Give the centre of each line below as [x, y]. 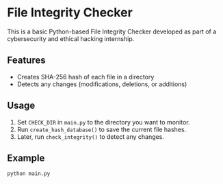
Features [26, 61]
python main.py [29, 174]
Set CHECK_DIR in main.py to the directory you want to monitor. [103, 122]
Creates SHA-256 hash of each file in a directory [86, 77]
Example [26, 158]
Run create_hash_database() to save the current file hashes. [102, 129]
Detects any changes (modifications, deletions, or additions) [102, 84]
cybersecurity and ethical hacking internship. [71, 38]
